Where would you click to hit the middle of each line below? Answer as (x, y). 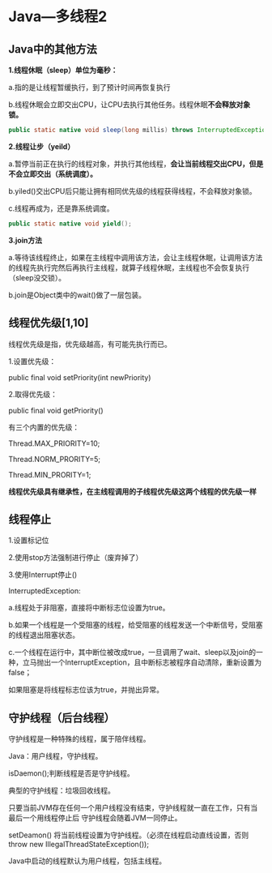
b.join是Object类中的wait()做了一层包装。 (77, 295)
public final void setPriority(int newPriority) (80, 377)
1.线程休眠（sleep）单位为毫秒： (63, 70)
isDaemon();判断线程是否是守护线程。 (72, 773)
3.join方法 (25, 240)
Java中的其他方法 (53, 49)
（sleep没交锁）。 (37, 277)
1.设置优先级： (32, 361)
